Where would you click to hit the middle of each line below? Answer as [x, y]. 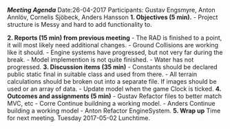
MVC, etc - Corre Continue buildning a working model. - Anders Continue [111, 103]
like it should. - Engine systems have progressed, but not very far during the [115, 52]
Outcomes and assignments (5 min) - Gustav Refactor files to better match [115, 96]
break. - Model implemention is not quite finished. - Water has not [101, 60]
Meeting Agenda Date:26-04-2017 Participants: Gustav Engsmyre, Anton [111, 10]
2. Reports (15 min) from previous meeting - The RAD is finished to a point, [115, 38]
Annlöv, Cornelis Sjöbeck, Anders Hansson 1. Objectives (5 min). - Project [113, 17]
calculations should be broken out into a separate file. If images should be [112, 81]
